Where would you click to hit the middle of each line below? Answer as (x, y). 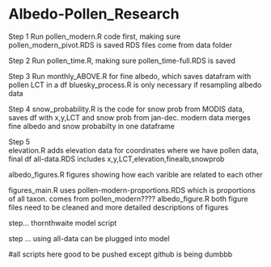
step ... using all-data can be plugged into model (89, 238)
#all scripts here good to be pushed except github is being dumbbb (121, 254)
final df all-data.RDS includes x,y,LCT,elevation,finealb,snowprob (116, 159)
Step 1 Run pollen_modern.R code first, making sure (95, 36)
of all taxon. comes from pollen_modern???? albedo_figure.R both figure (128, 198)
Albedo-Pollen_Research (94, 14)
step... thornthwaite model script (63, 223)
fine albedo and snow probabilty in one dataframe (92, 126)
